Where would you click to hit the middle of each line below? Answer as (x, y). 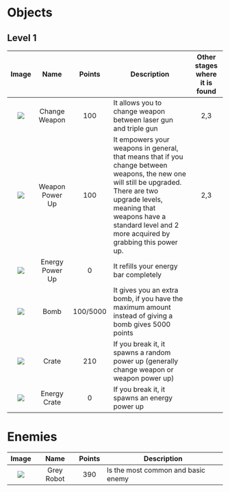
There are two (136, 191)
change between (140, 165)
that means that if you (148, 157)
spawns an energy (143, 398)
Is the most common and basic (156, 470)
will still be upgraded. (148, 182)
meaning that (135, 208)
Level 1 (22, 38)
